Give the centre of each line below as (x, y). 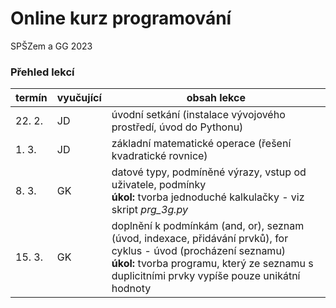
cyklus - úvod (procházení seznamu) (199, 251)
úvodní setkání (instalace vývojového (198, 115)
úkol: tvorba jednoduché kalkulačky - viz (208, 197)
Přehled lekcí (42, 72)
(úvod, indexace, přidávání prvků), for (200, 239)
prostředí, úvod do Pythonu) (177, 127)
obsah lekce (216, 98)
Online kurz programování (121, 18)
